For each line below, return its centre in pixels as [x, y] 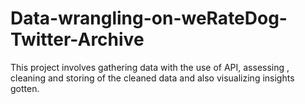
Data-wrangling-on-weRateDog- [149, 18]
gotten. [25, 88]
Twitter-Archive [77, 39]
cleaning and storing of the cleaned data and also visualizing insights [152, 78]
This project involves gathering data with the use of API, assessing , [150, 67]
